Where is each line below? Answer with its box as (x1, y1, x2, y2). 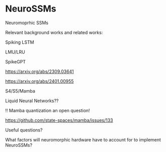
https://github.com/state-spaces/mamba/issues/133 (5, 117, 113, 123)
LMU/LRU (5, 49, 25, 55)
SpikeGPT (5, 58, 26, 64)
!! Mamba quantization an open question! (5, 107, 90, 113)
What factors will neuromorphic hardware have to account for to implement (5, 136, 161, 142)
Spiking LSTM (5, 39, 34, 45)
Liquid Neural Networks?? (5, 98, 59, 104)
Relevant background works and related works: (5, 29, 103, 35)
